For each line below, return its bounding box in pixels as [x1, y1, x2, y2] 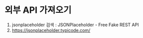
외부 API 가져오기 [4, 4, 71, 16]
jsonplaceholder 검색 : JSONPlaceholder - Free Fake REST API [11, 22, 139, 28]
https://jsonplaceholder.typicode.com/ [11, 27, 90, 33]
